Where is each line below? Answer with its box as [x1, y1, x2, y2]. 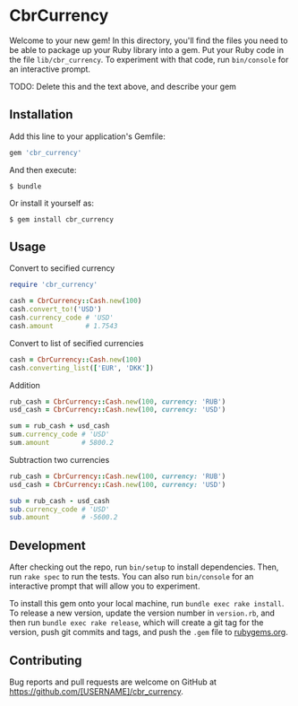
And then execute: [9, 164, 77, 175]
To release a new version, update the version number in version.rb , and [9, 607, 276, 619]
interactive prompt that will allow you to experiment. [9, 580, 200, 592]
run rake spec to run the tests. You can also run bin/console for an [9, 571, 254, 582]
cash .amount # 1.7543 [9, 321, 118, 330]
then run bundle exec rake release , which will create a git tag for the [9, 617, 264, 628]
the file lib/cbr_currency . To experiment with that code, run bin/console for [9, 54, 289, 65]
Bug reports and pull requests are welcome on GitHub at [9, 676, 217, 687]
